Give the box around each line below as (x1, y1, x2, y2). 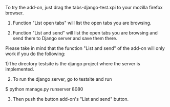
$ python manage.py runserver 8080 (5, 86, 83, 92)
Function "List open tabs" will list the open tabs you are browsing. (12, 20, 152, 26)
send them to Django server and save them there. (12, 35, 118, 41)
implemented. (5, 66, 34, 72)
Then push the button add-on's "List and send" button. (12, 96, 129, 102)
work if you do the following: (5, 51, 66, 57)
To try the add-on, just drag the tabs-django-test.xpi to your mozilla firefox (5, 5, 163, 10)
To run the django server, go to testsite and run (12, 76, 112, 82)
